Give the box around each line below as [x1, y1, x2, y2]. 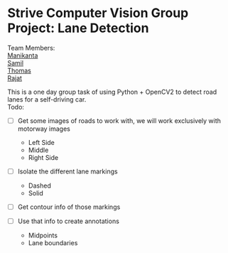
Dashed [28, 181, 51, 190]
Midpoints [28, 231, 58, 239]
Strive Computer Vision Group [7, 5, 189, 21]
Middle [28, 146, 49, 154]
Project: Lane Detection [7, 20, 149, 36]
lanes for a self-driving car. [7, 95, 87, 104]
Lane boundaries [28, 239, 78, 247]
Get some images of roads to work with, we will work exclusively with [17, 116, 222, 125]
